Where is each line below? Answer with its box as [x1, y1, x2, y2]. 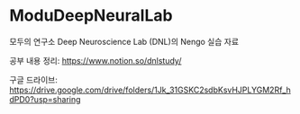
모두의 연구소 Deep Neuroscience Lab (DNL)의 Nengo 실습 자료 [9, 36, 240, 47]
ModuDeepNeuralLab [9, 5, 173, 26]
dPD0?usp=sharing [9, 93, 81, 104]
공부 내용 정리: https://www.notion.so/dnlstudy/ [9, 55, 182, 66]
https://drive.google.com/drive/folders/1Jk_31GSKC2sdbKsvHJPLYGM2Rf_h [9, 84, 291, 95]
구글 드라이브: [9, 74, 59, 85]
